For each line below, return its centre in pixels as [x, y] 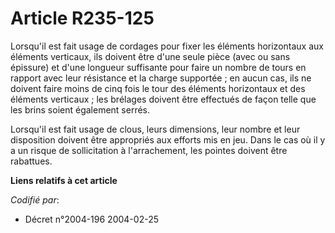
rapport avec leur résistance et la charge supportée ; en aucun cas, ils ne [161, 78]
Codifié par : [35, 199]
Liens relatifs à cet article [64, 180]
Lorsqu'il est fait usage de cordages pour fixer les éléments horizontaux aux [167, 46]
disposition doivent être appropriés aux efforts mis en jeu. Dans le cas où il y [168, 139]
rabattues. [31, 161]
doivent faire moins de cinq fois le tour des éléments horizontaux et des [158, 88]
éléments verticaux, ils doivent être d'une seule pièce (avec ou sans [150, 56]
